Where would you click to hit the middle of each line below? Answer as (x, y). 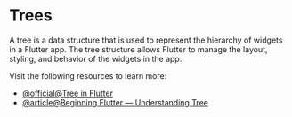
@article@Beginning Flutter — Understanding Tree (115, 102)
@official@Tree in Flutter (68, 93)
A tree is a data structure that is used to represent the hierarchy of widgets (146, 40)
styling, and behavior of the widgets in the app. (96, 58)
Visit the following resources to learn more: (88, 75)
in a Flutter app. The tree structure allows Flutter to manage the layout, (139, 49)
